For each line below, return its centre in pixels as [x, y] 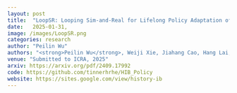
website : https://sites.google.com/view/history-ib [85, 79]
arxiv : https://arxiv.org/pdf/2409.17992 [69, 66]
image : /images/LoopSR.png [47, 33]
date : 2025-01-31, [38, 27]
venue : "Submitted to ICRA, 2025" [58, 59]
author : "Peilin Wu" [38, 46]
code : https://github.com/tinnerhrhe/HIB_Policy [80, 72]
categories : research [39, 40]
